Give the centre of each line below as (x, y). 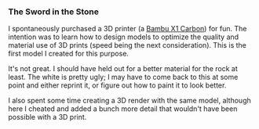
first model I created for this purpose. (69, 54)
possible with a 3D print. (47, 117)
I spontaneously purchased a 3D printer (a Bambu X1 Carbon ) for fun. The (128, 29)
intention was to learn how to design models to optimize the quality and (124, 37)
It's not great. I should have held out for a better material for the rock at (123, 69)
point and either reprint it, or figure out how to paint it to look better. (117, 85)
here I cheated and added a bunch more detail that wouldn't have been (123, 109)
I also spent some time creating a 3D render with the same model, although (129, 101)
